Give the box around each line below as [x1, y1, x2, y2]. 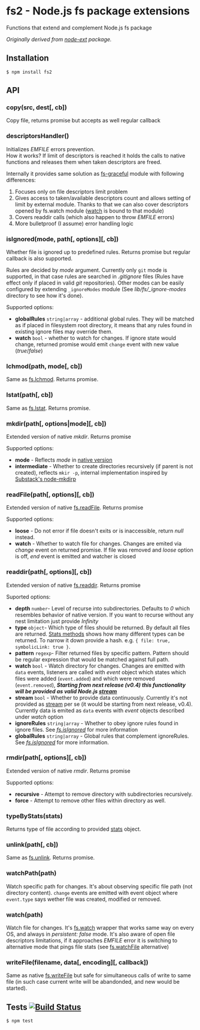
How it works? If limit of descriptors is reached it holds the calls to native [6, 152, 186, 159]
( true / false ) [14, 347, 43, 355]
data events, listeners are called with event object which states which [14, 668, 186, 676]
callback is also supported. [6, 255, 73, 262]
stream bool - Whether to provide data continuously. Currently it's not [14, 694, 188, 701]
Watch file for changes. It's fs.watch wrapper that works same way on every [6, 924, 195, 931]
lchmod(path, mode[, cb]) [6, 362, 83, 370]
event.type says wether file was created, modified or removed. [6, 896, 162, 903]
